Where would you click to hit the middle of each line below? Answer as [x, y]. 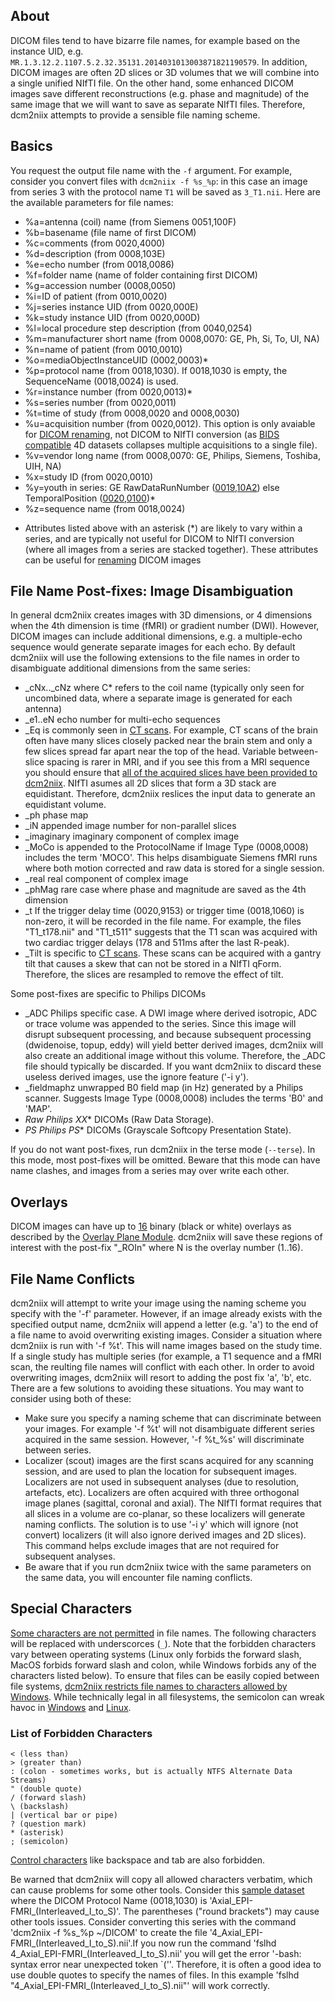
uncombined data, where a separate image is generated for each [158, 698]
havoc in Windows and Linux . [71, 1707]
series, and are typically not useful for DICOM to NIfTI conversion [159, 538]
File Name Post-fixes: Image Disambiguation [152, 591]
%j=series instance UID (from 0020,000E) [111, 306]
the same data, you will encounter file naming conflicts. [138, 1578]
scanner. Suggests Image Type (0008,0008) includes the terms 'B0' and [174, 1098]
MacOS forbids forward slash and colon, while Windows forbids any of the [163, 1665]
